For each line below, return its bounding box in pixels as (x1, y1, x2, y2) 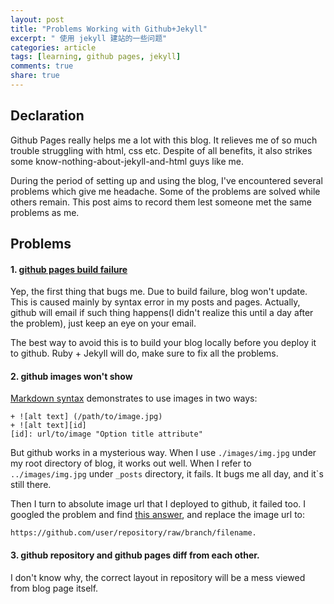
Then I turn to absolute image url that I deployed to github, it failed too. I (10, 498, 307, 510)
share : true (10, 71, 60, 81)
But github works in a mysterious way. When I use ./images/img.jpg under (10, 447, 317, 459)
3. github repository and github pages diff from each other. (10, 549, 260, 561)
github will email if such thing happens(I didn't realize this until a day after (10, 307, 314, 319)
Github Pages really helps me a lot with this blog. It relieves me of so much (10, 134, 318, 146)
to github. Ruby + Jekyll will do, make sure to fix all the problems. (10, 347, 279, 360)
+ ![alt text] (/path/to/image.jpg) (10, 412, 163, 422)
